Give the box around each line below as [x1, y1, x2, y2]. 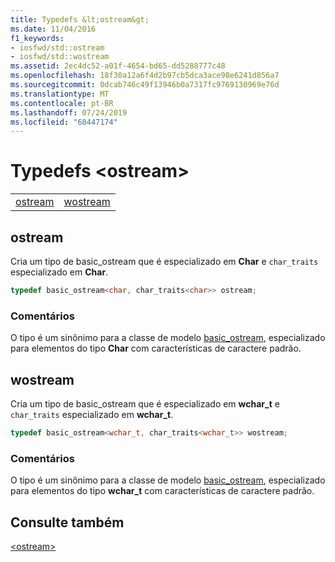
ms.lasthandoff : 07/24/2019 [10, 107, 128, 118]
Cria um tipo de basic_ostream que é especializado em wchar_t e [10, 397, 280, 410]
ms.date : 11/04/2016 [10, 24, 97, 34]
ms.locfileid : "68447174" [10, 117, 118, 127]
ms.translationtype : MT [10, 89, 110, 99]
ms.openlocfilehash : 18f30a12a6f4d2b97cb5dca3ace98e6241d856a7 [10, 71, 280, 81]
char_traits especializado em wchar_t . [10, 408, 174, 420]
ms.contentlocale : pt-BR [10, 98, 114, 108]
